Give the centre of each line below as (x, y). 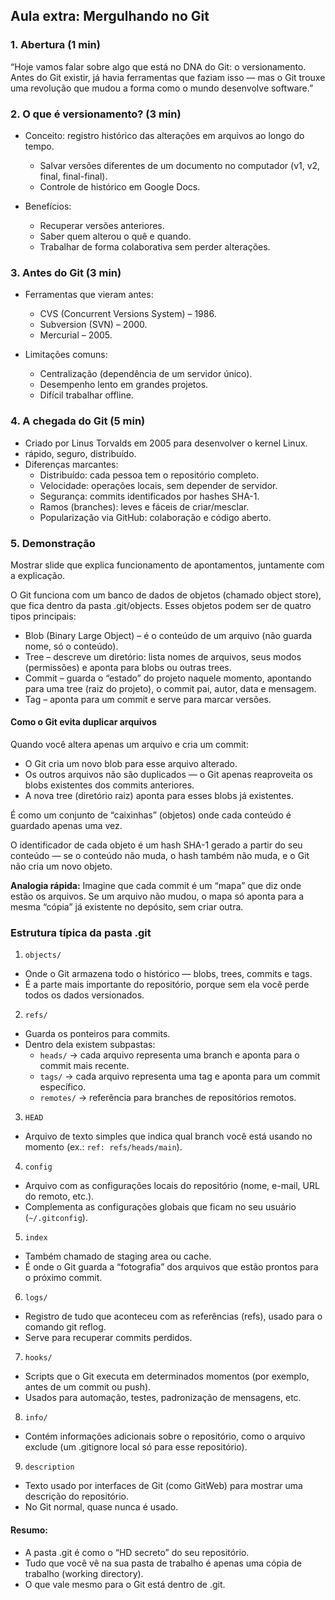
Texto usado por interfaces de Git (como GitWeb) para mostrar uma (163, 1486)
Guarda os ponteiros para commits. (97, 1034)
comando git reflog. (65, 1327)
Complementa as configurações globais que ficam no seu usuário (160, 1207)
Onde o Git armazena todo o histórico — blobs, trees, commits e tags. (168, 974)
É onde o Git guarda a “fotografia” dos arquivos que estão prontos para (171, 1267)
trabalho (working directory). (84, 1573)
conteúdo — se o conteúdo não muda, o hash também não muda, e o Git (160, 856)
